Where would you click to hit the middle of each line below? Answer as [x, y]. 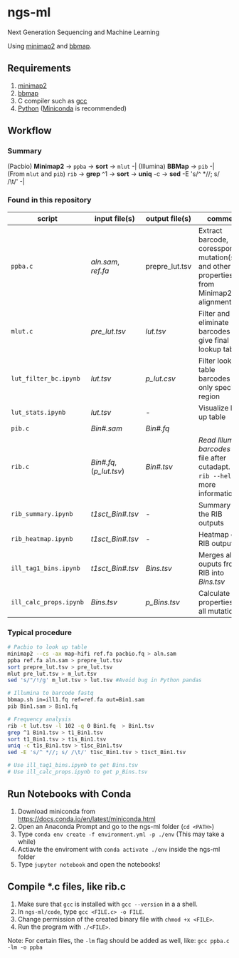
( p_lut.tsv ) [108, 471]
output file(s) [169, 218]
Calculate [214, 593]
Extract [210, 230]
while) [27, 841]
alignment [215, 302]
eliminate [213, 322]
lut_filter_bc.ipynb [46, 378]
